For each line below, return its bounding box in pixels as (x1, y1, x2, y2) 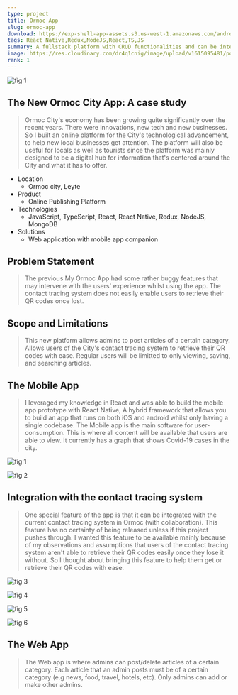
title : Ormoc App (7, 17, 59, 24)
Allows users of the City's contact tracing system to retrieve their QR (24, 344, 225, 352)
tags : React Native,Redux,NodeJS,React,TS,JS (7, 37, 144, 44)
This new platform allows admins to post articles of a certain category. (24, 336, 230, 345)
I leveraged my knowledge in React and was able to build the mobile (24, 398, 224, 407)
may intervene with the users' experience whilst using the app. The (24, 282, 221, 290)
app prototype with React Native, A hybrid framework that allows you (24, 406, 227, 414)
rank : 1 (7, 57, 30, 64)
